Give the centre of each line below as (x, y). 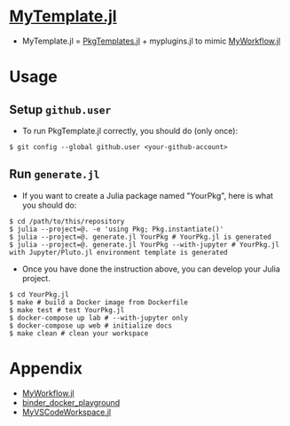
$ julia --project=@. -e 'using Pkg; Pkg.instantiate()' (117, 229)
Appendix (46, 368)
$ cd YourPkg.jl (39, 295)
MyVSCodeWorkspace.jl (67, 412)
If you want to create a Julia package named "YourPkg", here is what (147, 195)
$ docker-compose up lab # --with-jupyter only (99, 318)
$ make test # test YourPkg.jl (67, 310)
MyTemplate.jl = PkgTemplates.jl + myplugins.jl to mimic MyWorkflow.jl (151, 41)
